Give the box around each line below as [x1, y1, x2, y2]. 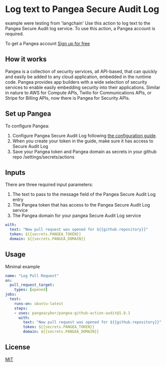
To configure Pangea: [5, 123, 50, 129]
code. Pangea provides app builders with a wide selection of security [5, 79, 148, 85]
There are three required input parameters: [5, 181, 93, 188]
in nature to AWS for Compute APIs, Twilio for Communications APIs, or [5, 89, 152, 96]
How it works [5, 55, 47, 64]
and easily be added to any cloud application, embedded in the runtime [5, 74, 152, 80]
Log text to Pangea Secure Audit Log [5, 4, 160, 15]
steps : [14, 306, 28, 311]
